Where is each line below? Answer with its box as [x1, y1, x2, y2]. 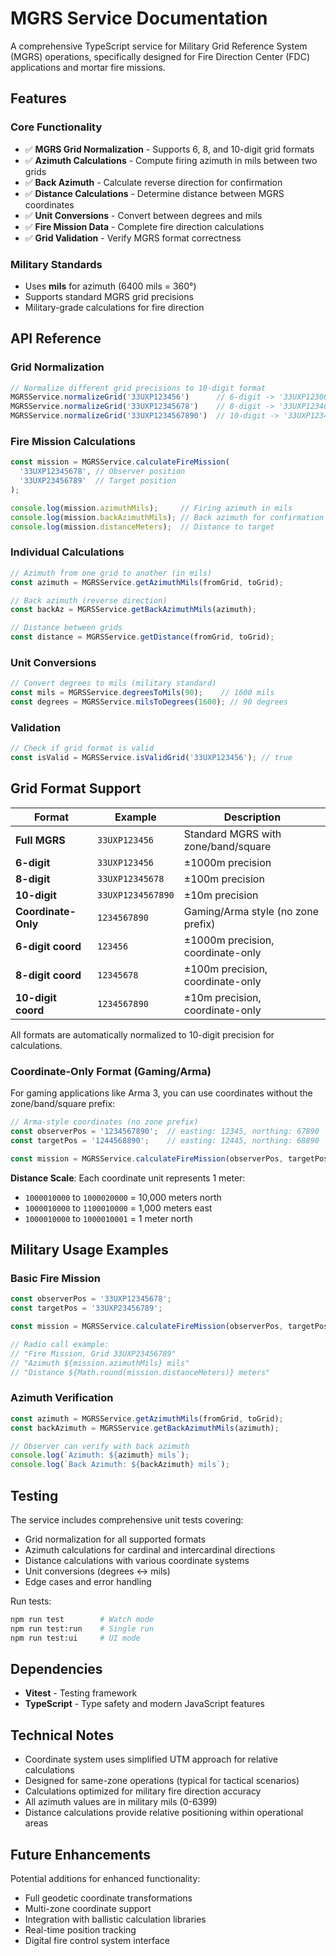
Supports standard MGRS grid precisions [24, 290, 194, 302]
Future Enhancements [10, 1846, 152, 1863]
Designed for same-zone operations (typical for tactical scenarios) [24, 1775, 300, 1787]
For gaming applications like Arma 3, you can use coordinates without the [10, 1087, 313, 1099]
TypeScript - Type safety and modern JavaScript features [24, 1698, 265, 1710]
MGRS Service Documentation [10, 7, 268, 30]
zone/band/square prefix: [10, 1098, 116, 1110]
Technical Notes [10, 1727, 115, 1744]
